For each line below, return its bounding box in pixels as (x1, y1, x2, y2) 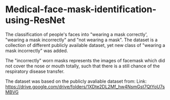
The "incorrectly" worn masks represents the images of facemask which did (5, 57, 165, 63)
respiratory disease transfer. (5, 68, 65, 74)
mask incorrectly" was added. (5, 47, 68, 54)
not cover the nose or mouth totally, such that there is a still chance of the (5, 63, 160, 69)
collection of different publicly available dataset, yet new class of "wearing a (5, 42, 165, 48)
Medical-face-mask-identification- (5, 4, 157, 15)
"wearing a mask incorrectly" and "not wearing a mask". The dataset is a (5, 37, 158, 43)
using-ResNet (5, 14, 65, 26)
